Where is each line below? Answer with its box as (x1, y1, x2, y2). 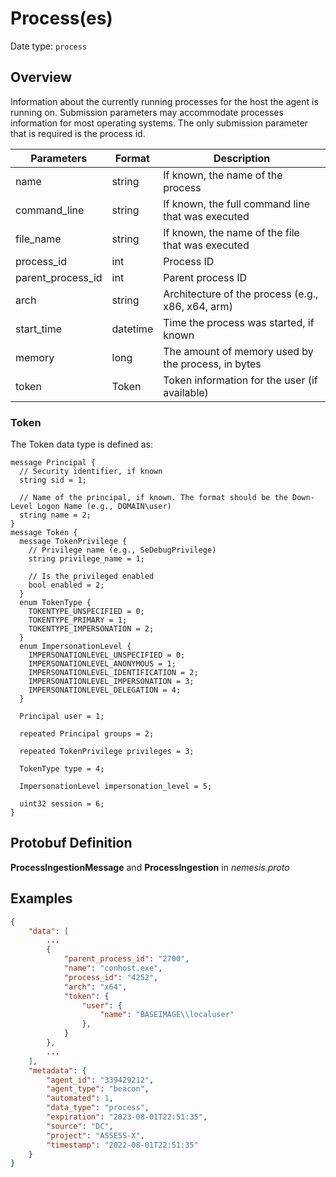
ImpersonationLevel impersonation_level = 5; (19, 782, 213, 792)
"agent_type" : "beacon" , (46, 1084, 150, 1094)
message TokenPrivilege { (19, 537, 128, 547)
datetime (111, 322, 154, 336)
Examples (10, 890, 73, 907)
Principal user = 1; (19, 712, 105, 722)
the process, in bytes (163, 357, 262, 371)
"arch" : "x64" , (63, 982, 128, 992)
